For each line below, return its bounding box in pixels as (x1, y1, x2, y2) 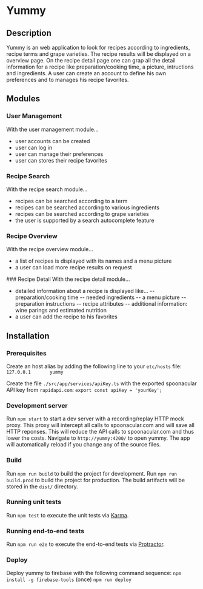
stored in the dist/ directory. (6, 483, 79, 490)
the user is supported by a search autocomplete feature (15, 217, 155, 224)
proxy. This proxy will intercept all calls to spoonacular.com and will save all (6, 422, 195, 429)
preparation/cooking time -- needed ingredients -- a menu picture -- (15, 294, 187, 301)
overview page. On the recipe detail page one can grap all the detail (6, 57, 176, 64)
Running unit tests (6, 498, 62, 507)
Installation (6, 331, 50, 341)
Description (6, 28, 52, 38)
